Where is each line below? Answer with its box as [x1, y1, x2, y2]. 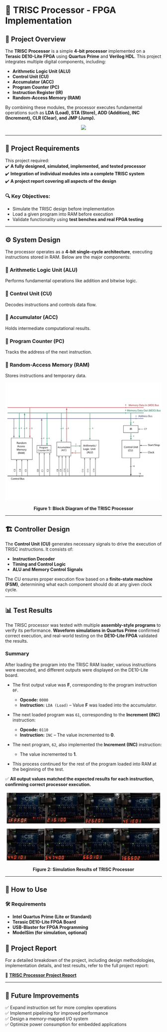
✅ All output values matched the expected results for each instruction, [5, 776, 154, 782]
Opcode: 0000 [19, 696, 49, 702]
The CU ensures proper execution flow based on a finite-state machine [5, 576, 153, 582]
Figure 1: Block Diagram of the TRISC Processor [33, 505, 134, 511]
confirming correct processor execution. [5, 781, 91, 787]
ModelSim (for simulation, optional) [12, 929, 87, 935]
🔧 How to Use [5, 886, 47, 894]
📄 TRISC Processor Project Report [5, 972, 77, 978]
